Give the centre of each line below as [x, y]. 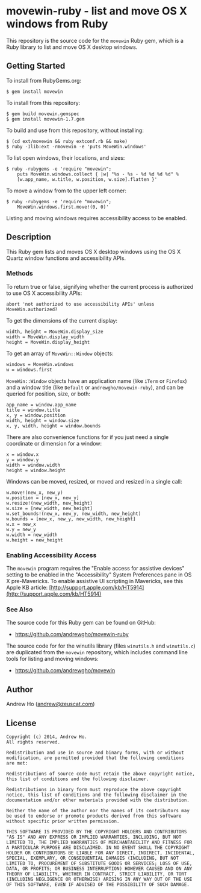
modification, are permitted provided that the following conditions [95, 758]
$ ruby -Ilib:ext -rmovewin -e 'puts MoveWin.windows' [76, 147]
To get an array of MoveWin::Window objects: [60, 353]
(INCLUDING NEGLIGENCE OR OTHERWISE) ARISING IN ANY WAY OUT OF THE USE [99, 879]
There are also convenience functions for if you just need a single [88, 437]
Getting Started [36, 66]
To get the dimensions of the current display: [62, 320]
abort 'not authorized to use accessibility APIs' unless [80, 304]
